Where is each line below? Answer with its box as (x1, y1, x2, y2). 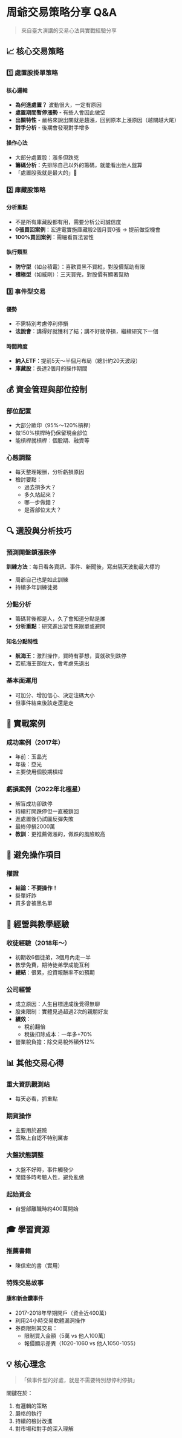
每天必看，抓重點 (15, 1095, 58, 1102)
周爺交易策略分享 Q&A (6, 5, 117, 19)
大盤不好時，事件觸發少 (15, 1166, 74, 1173)
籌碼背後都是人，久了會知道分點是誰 (15, 615, 106, 623)
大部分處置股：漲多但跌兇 (15, 154, 79, 161)
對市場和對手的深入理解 (15, 1425, 74, 1432)
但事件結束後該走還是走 (15, 699, 74, 706)
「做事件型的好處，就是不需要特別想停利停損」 (21, 1376, 138, 1383)
